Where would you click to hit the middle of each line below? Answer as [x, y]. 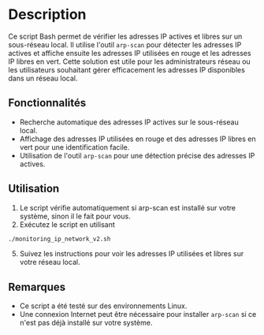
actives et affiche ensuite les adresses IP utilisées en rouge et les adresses [130, 53]
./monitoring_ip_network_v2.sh [59, 239]
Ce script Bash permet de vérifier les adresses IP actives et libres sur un [125, 36]
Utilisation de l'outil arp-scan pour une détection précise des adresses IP [137, 155]
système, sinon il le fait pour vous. [75, 216]
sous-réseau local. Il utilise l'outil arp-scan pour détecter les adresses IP [125, 44]
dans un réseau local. [43, 78]
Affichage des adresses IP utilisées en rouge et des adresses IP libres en [138, 139]
